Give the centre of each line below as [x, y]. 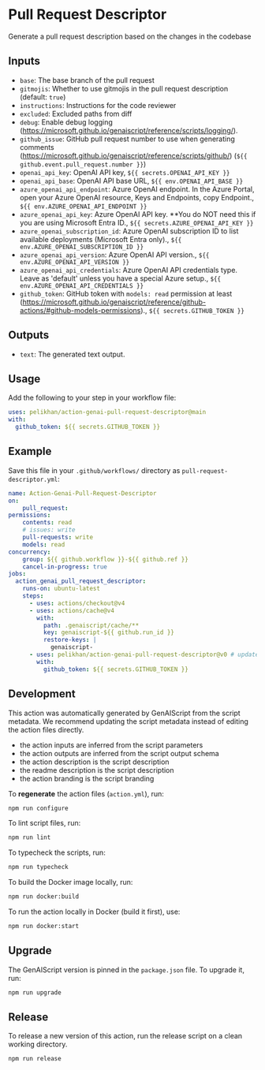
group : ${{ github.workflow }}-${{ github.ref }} [106, 559]
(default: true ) [43, 97]
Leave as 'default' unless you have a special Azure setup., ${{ [120, 278]
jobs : [17, 574]
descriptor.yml [33, 479]
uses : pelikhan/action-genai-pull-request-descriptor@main [107, 412]
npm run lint [30, 837]
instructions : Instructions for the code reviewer [98, 105]
